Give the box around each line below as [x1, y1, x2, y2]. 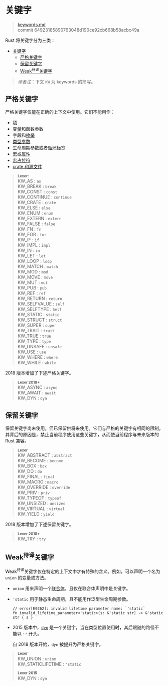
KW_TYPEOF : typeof [17, 495, 62, 501]
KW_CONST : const [17, 189, 58, 195]
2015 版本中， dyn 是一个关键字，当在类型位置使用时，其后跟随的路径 [12, 624, 155, 630]
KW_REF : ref [17, 290, 46, 297]
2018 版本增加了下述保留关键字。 [5, 521, 74, 528]
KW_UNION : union [17, 655, 57, 661]
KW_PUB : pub [17, 285, 47, 291]
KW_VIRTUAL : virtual [17, 506, 65, 512]
